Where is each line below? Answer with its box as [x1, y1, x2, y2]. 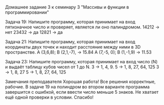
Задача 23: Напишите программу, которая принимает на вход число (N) [5, 59, 158, 64]
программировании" [5, 9, 49, 15]
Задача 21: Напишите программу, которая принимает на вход [5, 39, 135, 45]
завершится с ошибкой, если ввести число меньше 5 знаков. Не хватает [5, 89, 159, 95]
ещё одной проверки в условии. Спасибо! [5, 94, 94, 100]
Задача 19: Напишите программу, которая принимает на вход [5, 19, 135, 25]
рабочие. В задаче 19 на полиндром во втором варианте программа [5, 84, 150, 90]
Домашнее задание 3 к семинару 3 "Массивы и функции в [5, 4, 129, 10]
